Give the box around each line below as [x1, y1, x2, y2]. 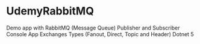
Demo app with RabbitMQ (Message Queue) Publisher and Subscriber [6, 24, 180, 31]
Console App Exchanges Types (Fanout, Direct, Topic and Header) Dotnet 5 [6, 30, 194, 37]
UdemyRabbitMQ [6, 4, 95, 18]
